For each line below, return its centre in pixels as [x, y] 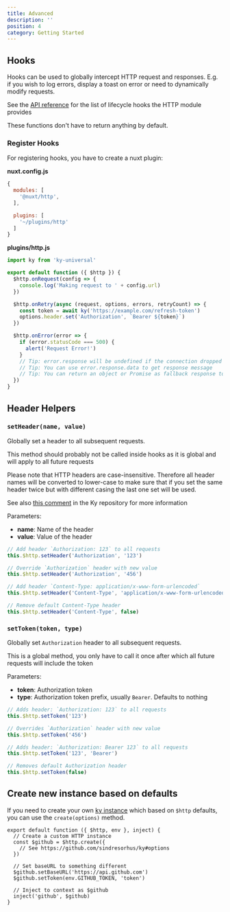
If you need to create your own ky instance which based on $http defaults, [112, 810]
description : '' [30, 20]
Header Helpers [41, 408]
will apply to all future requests [51, 461]
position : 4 [24, 26]
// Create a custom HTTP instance [62, 836]
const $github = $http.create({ [60, 842]
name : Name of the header [55, 529]
